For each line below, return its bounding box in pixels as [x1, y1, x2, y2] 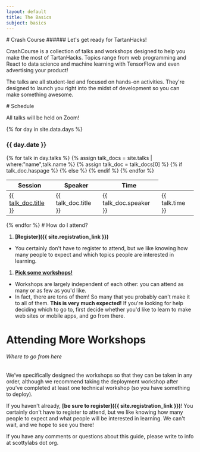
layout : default [6, 8, 46, 15]
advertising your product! [6, 67, 68, 74]
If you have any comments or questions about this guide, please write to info [6, 433, 194, 440]
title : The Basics [6, 14, 52, 20]
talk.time [161, 198, 186, 207]
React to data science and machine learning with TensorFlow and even [6, 60, 180, 67]
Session [17, 181, 42, 189]
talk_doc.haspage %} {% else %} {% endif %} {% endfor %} [6, 167, 155, 174]
